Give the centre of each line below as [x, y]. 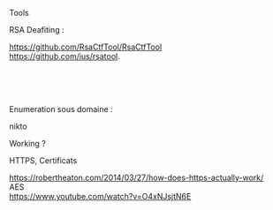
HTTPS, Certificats [43, 161]
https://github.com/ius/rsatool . [65, 56]
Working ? [27, 143]
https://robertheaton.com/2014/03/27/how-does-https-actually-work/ [136, 177]
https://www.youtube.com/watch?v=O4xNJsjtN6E [100, 196]
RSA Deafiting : [37, 30]
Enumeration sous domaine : [61, 109]
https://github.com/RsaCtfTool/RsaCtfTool [86, 47]
